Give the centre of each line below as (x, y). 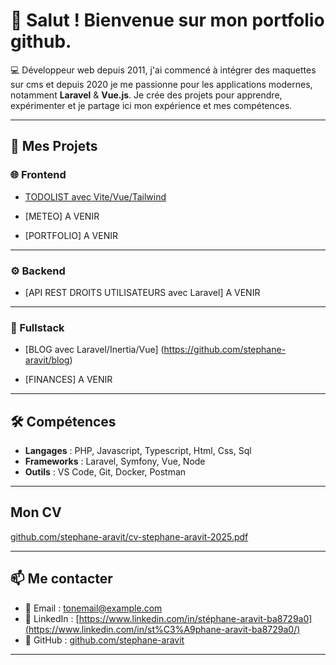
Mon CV (36, 512)
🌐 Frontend (38, 175)
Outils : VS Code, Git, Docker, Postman (105, 472)
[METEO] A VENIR (62, 216)
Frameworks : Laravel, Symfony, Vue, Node (115, 461)
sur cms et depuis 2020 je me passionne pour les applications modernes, (161, 84)
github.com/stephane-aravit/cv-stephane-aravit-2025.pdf (129, 536)
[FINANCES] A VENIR (68, 380)
